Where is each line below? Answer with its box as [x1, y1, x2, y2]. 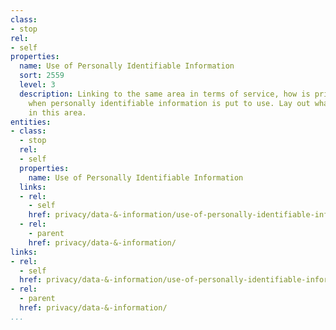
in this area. [28, 107, 87, 118]
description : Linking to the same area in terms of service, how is [19, 89, 311, 99]
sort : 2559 [19, 71, 65, 81]
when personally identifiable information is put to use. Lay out [28, 98, 311, 108]
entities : [10, 117, 52, 127]
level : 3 [19, 80, 56, 90]
